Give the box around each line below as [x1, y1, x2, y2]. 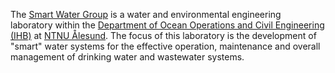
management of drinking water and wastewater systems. [10, 51, 245, 63]
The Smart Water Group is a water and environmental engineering [10, 9, 282, 20]
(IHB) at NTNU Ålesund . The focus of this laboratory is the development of [10, 30, 317, 41]
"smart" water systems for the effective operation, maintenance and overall [10, 40, 321, 52]
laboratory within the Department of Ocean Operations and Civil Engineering [10, 19, 325, 31]
